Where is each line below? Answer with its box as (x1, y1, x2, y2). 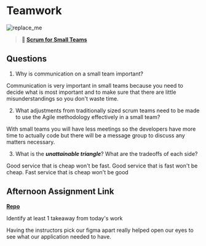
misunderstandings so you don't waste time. (6, 94, 119, 102)
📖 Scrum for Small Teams (21, 36, 87, 43)
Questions (6, 53, 47, 64)
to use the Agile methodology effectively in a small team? (15, 113, 160, 120)
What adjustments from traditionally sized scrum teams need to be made (15, 107, 200, 114)
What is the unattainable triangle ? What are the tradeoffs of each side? (15, 150, 198, 157)
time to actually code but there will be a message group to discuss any (6, 131, 186, 139)
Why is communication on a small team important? (15, 70, 143, 77)
